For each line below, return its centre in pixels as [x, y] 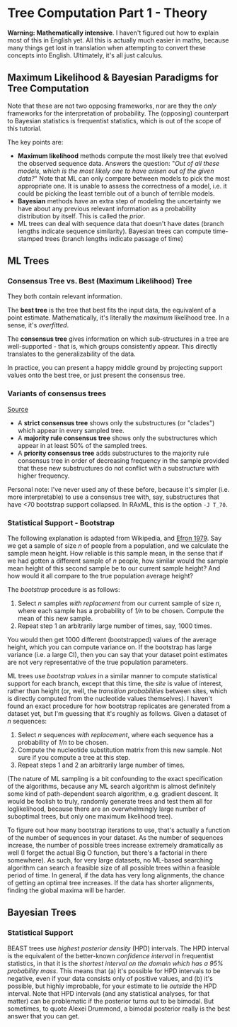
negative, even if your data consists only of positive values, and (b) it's [110, 978]
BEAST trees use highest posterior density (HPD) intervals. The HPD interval [118, 948]
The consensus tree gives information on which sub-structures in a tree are [118, 339]
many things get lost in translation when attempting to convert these [107, 47]
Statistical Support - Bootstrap [61, 522]
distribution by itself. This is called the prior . [81, 216]
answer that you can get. [44, 1016]
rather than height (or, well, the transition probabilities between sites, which [117, 691]
